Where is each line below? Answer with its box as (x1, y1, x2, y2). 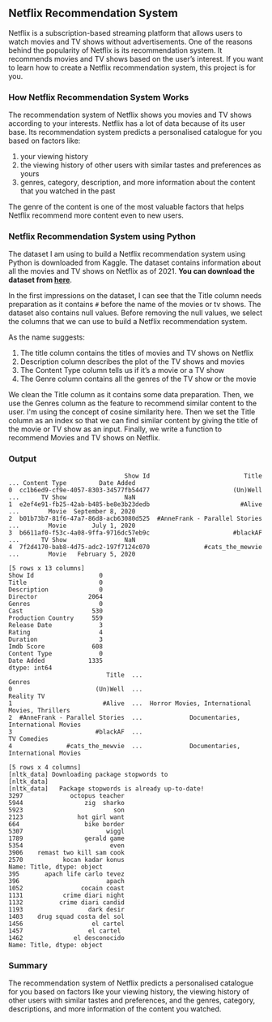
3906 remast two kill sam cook (8, 848, 125, 856)
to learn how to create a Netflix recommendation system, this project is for (8, 63, 257, 72)
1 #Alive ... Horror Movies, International (8, 699, 252, 708)
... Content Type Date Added (8, 479, 136, 487)
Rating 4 (8, 628, 104, 636)
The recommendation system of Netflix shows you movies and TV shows (8, 110, 253, 120)
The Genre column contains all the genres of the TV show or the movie (19, 374, 257, 384)
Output (8, 453, 37, 465)
